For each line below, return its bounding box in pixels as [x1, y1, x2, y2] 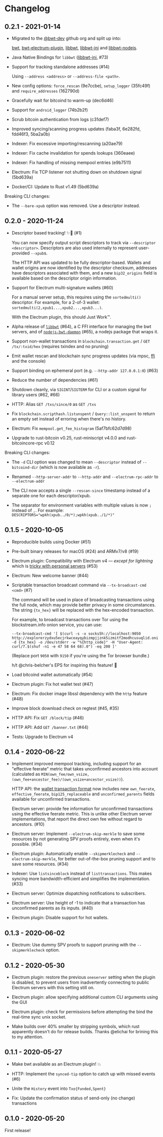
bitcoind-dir [11, 465, 39, 470]
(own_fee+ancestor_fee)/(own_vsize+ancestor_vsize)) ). [11, 776, 124, 782]
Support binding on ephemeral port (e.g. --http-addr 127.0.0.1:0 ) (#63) [11, 368, 159, 373]
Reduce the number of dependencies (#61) [11, 377, 99, 383]
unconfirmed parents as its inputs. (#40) [11, 905, 93, 911]
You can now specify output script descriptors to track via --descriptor [11, 239, 156, 245]
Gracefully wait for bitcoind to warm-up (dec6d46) [11, 97, 114, 103]
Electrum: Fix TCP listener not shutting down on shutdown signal [11, 169, 142, 175]
